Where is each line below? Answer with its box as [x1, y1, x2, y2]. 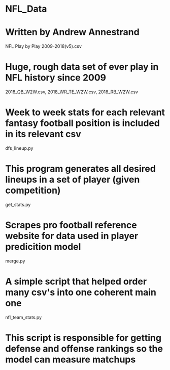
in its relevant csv [5, 128, 81, 140]
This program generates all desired [5, 163, 156, 175]
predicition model [5, 241, 81, 253]
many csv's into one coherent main [5, 286, 156, 298]
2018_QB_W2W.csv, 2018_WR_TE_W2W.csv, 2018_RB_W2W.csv [5, 89, 139, 95]
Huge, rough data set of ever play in [5, 61, 159, 73]
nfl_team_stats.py [5, 314, 42, 320]
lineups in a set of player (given [5, 174, 140, 186]
